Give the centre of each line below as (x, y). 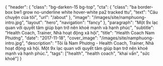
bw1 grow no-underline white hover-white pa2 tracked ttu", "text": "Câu (86, 12)
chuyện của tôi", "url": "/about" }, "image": (48, 17)
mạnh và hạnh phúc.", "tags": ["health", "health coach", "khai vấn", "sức (78, 53)
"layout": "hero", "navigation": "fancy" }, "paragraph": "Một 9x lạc (92, 22)
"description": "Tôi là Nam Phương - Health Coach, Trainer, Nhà (90, 43)
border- (145, 7)
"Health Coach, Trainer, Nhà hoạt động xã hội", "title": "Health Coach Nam (80, 33)
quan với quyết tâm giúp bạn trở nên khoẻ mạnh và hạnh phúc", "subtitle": (80, 28)
